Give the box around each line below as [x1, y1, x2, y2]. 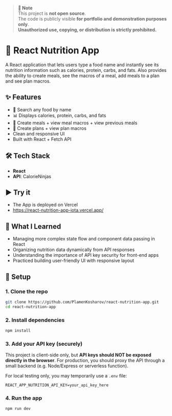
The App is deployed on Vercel [12, 202, 78, 208]
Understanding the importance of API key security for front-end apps [12, 252, 159, 258]
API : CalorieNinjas [12, 173, 51, 179]
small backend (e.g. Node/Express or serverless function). [5, 363, 128, 369]
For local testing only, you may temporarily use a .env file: [5, 373, 127, 379]
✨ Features [5, 93, 41, 102]
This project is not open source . [17, 10, 86, 16]
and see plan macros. [5, 78, 51, 84]
